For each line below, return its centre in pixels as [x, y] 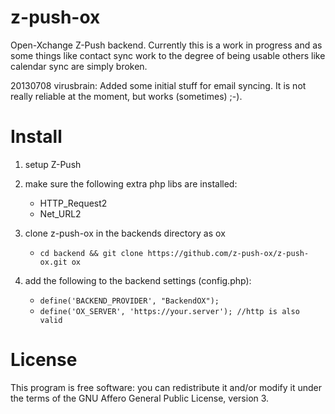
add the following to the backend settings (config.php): [138, 280]
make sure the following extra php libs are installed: [131, 183]
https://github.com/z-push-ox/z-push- [228, 253]
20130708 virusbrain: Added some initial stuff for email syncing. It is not [158, 85]
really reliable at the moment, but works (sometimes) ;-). [126, 96]
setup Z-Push [53, 164]
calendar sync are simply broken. [79, 66]
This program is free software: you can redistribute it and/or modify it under [166, 387]
